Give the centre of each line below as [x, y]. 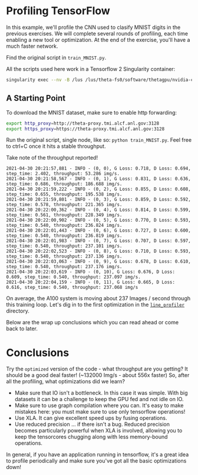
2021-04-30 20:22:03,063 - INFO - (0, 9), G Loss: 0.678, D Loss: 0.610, [99, 262]
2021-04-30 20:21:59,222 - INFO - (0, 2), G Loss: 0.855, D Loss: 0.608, [99, 189]
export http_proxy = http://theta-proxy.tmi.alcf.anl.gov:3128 [83, 123]
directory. [18, 311]
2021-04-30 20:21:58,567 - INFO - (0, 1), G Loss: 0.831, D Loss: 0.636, [99, 179]
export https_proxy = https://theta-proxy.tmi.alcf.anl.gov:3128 [85, 129]
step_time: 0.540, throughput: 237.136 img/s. [64, 256]
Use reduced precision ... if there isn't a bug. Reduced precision [92, 424]
